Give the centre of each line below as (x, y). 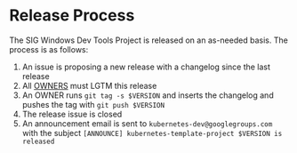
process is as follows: (49, 49)
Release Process (72, 16)
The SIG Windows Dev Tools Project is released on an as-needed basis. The (149, 40)
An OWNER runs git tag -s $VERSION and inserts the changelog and (148, 95)
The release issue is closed (72, 114)
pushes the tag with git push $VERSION (93, 104)
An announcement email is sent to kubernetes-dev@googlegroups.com (147, 123)
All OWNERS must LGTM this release (89, 85)
